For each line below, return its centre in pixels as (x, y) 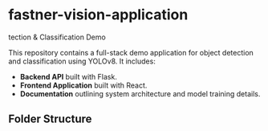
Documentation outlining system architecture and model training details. (140, 93)
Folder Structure (50, 119)
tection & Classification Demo (57, 37)
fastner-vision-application (98, 15)
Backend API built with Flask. (69, 76)
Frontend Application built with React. (83, 85)
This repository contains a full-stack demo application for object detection (131, 52)
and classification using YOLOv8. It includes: (82, 61)
